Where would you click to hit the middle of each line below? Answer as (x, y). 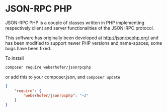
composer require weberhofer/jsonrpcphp (48, 67)
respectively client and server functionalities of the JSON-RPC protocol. (80, 28)
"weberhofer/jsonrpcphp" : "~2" (56, 95)
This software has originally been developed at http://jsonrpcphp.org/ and (82, 38)
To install (15, 58)
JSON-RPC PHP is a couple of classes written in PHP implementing (75, 23)
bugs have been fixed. (28, 48)
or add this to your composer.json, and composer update (63, 77)
